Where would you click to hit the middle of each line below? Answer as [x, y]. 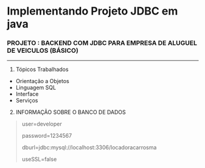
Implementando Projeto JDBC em [92, 11]
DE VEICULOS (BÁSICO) [43, 51]
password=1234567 [47, 136]
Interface [27, 94]
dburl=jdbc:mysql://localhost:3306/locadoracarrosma [89, 147]
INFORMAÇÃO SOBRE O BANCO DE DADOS [71, 112]
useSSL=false [39, 160]
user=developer [42, 124]
